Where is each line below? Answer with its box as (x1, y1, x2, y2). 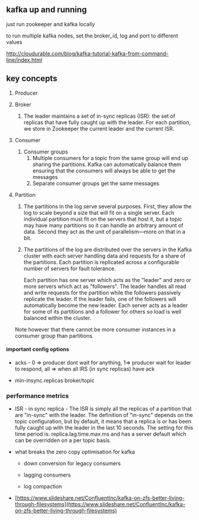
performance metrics (6, 391, 70, 400)
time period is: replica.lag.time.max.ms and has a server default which (14, 431, 187, 438)
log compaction (23, 483, 62, 490)
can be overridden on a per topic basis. (14, 437, 112, 444)
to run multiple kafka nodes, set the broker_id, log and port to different (6, 32, 178, 39)
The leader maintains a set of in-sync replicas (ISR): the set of (23, 112, 176, 120)
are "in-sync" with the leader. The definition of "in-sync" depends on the (14, 412, 193, 419)
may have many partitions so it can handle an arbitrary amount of (23, 221, 184, 228)
